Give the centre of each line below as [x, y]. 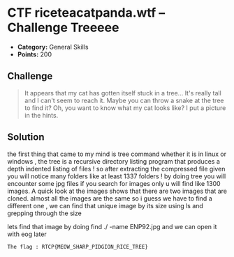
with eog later [27, 234]
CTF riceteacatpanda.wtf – [86, 13]
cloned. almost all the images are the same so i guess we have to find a [110, 198]
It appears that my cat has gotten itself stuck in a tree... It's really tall [123, 93]
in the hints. [41, 115]
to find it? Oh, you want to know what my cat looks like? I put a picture [125, 108]
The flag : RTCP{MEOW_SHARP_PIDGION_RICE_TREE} [78, 247]
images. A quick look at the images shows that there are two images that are [117, 191]
